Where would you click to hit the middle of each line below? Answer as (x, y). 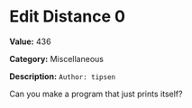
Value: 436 (30, 41)
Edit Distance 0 (68, 17)
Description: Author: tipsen (62, 76)
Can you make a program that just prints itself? (96, 94)
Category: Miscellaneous (56, 58)
